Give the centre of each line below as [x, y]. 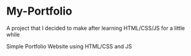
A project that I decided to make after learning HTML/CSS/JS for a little [96, 28]
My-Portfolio [39, 11]
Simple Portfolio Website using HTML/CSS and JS [69, 46]
